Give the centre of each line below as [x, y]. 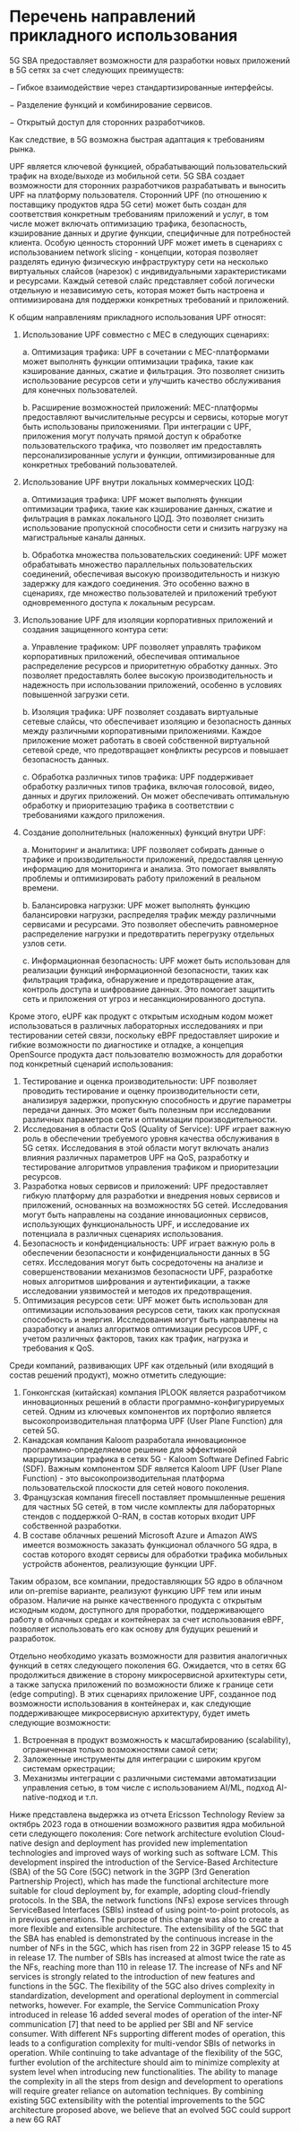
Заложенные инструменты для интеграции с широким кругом [141, 1759]
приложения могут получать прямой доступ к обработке [132, 436]
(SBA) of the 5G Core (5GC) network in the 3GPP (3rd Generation [130, 1871]
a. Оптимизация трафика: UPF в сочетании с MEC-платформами [146, 352]
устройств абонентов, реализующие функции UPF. [120, 1563]
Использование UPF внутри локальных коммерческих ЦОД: [138, 482]
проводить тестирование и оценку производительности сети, [141, 1091]
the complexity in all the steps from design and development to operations [146, 2081]
